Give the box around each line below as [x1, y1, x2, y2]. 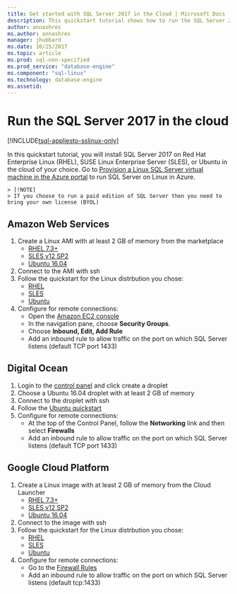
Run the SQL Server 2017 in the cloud [7, 113, 229, 129]
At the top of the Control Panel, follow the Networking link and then [28, 419, 225, 427]
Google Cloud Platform [7, 462, 109, 474]
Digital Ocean [7, 362, 68, 375]
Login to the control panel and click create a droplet [17, 381, 168, 390]
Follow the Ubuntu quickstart [17, 404, 102, 412]
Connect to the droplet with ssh [17, 396, 109, 404]
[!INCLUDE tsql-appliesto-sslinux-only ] [7, 136, 119, 145]
